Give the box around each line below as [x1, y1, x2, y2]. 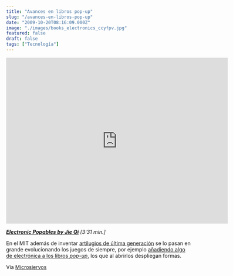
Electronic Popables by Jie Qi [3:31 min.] [6, 228, 106, 235]
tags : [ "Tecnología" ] [6, 42, 59, 47]
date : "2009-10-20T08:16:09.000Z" [6, 19, 91, 25]
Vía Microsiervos [6, 263, 47, 270]
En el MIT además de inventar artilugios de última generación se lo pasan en [6, 240, 191, 247]
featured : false [6, 30, 46, 36]
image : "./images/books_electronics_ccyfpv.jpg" [6, 25, 127, 31]
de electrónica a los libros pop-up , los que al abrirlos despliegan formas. [6, 252, 182, 259]
